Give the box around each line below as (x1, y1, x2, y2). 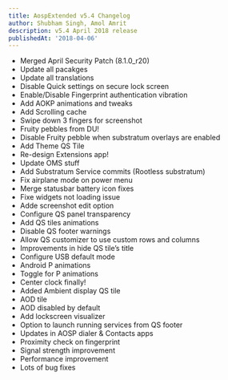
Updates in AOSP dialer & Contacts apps (19, 329, 154, 338)
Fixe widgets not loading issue (19, 192, 121, 202)
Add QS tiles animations (19, 218, 99, 228)
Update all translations (19, 73, 94, 83)
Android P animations (19, 261, 91, 270)
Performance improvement (19, 354, 109, 364)
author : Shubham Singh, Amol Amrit (8, 19, 127, 27)
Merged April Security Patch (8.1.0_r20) (19, 56, 150, 66)
